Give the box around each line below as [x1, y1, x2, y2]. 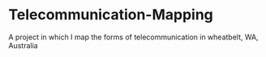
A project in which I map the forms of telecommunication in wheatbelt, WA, [8, 32, 259, 42]
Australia [8, 40, 38, 50]
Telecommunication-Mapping [8, 6, 213, 24]
